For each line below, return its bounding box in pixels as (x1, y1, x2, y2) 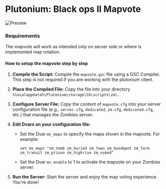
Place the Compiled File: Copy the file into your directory (12, 86, 131, 93)
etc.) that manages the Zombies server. (12, 112, 94, 118)
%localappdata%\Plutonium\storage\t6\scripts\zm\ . (12, 92, 119, 97)
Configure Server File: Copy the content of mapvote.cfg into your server (12, 101, 161, 107)
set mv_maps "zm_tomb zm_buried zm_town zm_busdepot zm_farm (19, 146, 150, 151)
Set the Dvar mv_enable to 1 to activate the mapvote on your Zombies (19, 159, 161, 165)
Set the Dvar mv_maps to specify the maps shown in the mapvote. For (19, 131, 160, 137)
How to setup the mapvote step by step (5, 60, 88, 66)
